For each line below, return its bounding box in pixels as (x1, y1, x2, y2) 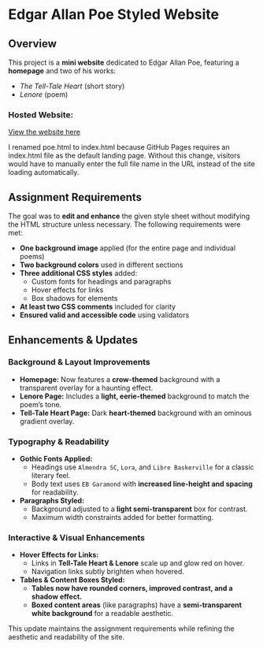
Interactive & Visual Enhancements (8, 532, 146, 543)
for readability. (31, 488, 79, 497)
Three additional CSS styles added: (19, 269, 138, 278)
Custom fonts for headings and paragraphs (31, 277, 172, 287)
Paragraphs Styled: (19, 496, 85, 506)
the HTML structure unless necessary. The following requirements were (8, 220, 242, 229)
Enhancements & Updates (8, 333, 138, 347)
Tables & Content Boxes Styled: (19, 575, 125, 584)
